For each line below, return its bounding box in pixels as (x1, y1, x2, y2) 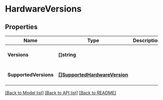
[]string (58, 51, 76, 58)
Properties (5, 23, 38, 31)
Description (132, 37, 161, 44)
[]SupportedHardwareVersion (58, 71, 129, 78)
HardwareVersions (5, 3, 82, 15)
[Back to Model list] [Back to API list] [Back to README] (5, 90, 116, 96)
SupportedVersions (7, 71, 54, 78)
